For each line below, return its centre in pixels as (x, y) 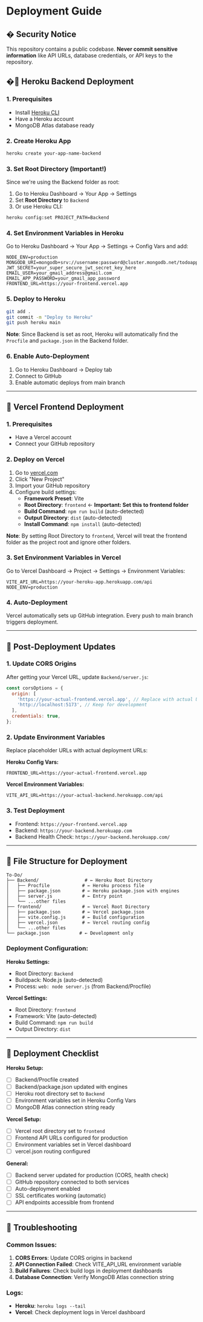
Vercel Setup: (24, 1119)
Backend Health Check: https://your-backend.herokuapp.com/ (92, 837)
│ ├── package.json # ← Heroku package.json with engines (93, 891)
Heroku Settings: (28, 961)
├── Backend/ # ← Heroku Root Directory (79, 880)
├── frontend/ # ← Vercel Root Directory (78, 907)
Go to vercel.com (37, 472)
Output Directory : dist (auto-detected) (73, 517)
